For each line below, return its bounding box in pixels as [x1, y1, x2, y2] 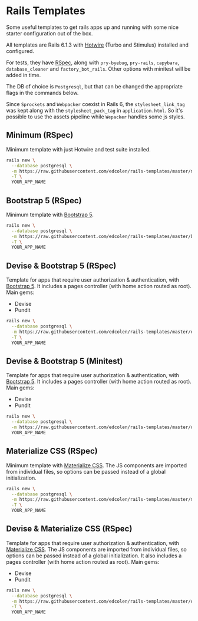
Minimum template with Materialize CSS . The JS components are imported [6, 461, 187, 469]
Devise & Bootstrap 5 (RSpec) [6, 260, 117, 270]
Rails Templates [6, 4, 85, 18]
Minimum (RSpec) [6, 130, 74, 140]
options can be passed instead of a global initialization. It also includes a [6, 552, 182, 559]
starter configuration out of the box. [6, 29, 93, 37]
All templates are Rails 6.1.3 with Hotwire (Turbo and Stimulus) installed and [6, 41, 189, 48]
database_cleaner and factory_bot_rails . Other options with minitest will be [6, 65, 191, 72]
